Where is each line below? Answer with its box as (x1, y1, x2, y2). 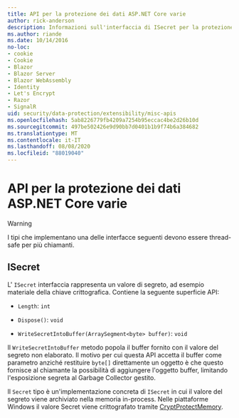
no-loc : (7, 44, 31, 51)
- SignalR (7, 103, 37, 111)
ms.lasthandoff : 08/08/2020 (7, 143, 91, 151)
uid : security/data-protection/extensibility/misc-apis (7, 110, 176, 117)
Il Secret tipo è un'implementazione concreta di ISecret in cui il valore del (7, 387, 223, 396)
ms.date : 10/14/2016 (7, 37, 69, 44)
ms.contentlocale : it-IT (7, 136, 81, 143)
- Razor (7, 97, 31, 104)
